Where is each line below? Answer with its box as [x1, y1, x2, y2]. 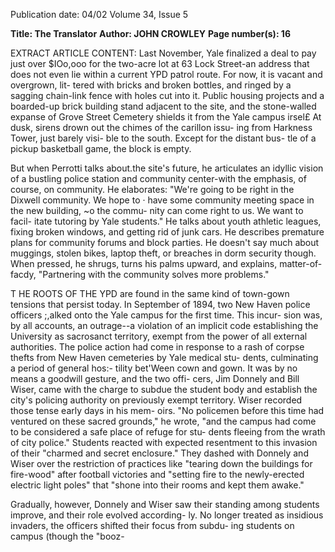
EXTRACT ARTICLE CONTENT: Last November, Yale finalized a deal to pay [10, 47, 317, 59]
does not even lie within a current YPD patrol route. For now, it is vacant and [10, 69, 323, 80]
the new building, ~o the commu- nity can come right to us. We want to [10, 205, 304, 216]
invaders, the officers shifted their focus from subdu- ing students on [10, 520, 295, 531]
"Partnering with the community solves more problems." [38, 269, 270, 280]
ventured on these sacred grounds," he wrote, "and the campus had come [10, 415, 317, 427]
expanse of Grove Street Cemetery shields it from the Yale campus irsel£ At [10, 111, 322, 123]
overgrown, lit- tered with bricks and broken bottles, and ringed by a [10, 79, 292, 91]
